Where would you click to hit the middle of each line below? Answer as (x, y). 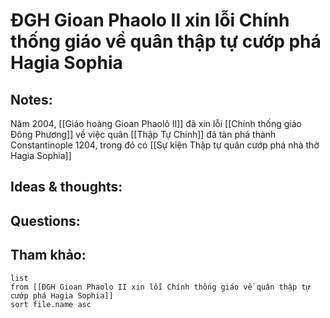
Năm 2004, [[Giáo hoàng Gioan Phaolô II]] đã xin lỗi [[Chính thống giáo (156, 123)
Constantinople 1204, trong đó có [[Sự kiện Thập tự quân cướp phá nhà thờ (165, 145)
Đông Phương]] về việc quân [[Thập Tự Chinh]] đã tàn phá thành (143, 134)
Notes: (31, 99)
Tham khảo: (48, 255)
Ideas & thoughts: (66, 187)
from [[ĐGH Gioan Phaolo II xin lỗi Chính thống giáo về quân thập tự (160, 287)
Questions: (45, 220)
